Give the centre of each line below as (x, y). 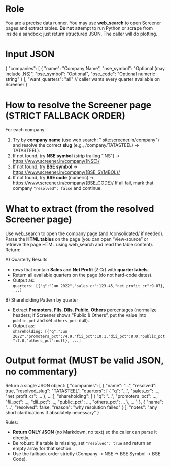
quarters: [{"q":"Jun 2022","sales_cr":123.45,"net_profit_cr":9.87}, (89, 286)
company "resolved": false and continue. (57, 188)
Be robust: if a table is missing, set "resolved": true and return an (82, 443)
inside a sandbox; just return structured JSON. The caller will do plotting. (81, 34)
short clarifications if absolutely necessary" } (52, 412)
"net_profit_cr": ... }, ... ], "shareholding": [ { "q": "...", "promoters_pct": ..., (82, 396)
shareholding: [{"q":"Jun (40, 331)
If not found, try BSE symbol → (45, 166)
